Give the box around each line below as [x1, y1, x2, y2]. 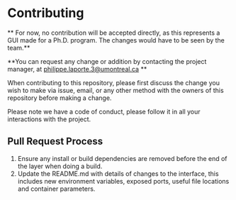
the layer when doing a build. [17, 162, 103, 170]
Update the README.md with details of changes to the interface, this [17, 169, 219, 178]
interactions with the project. [7, 115, 91, 123]
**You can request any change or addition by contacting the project [7, 57, 207, 65]
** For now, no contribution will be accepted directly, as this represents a [7, 28, 220, 37]
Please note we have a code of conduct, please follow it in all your [7, 107, 201, 116]
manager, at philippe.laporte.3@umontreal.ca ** [7, 65, 147, 73]
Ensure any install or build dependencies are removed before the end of [17, 154, 228, 162]
